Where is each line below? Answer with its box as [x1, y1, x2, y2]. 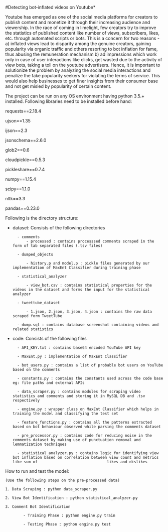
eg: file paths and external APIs [12, 380, 85, 385]
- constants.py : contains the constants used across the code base [17, 376, 163, 381]
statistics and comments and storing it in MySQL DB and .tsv [12, 393, 145, 398]
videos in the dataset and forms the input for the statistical [12, 287, 150, 292]
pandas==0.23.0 [5, 205, 40, 211]
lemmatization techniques [12, 442, 67, 447]
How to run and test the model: [5, 468, 69, 474]
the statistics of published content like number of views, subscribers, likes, [5, 30, 159, 36]
